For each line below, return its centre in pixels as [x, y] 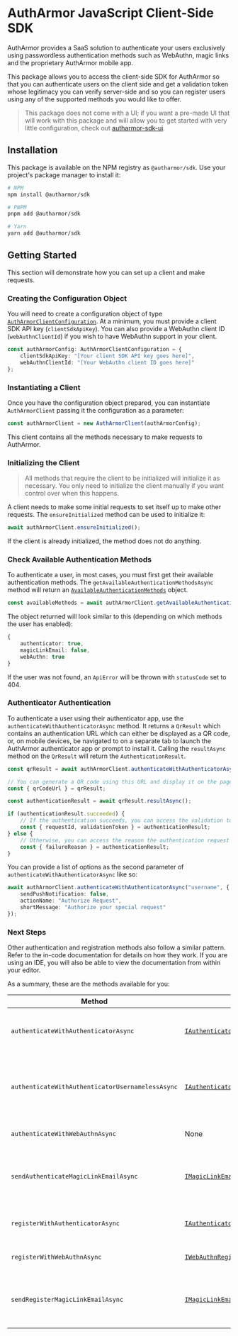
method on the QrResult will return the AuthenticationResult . [97, 756]
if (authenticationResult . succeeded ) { [66, 814]
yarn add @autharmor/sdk [44, 233]
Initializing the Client [44, 462]
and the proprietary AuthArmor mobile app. [70, 62]
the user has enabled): [40, 624]
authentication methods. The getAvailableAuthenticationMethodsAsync [110, 582]
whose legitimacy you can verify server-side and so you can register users [116, 91]
